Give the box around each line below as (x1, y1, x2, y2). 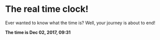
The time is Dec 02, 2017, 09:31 (5, 29, 71, 35)
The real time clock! (5, 3, 88, 15)
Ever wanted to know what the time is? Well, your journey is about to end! (5, 20, 156, 26)
